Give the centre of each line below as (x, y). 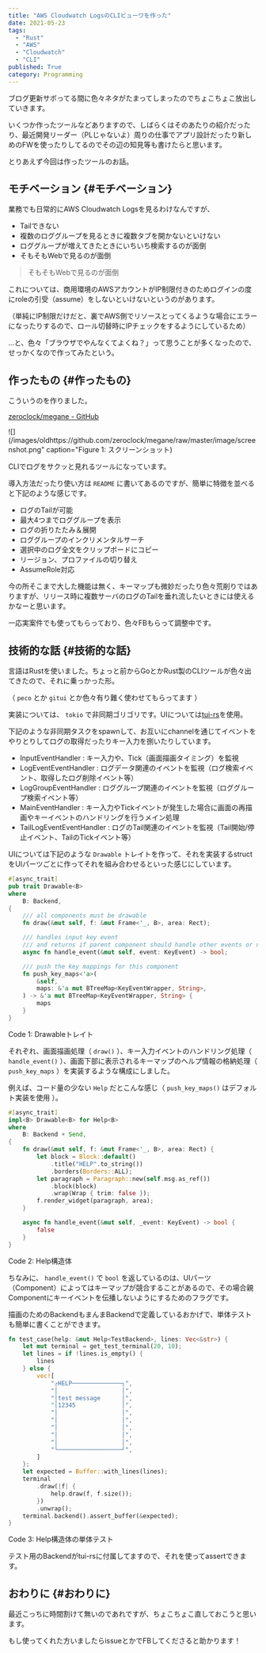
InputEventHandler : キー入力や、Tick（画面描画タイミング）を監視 (129, 758)
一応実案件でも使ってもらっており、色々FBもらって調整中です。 (112, 623)
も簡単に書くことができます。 (57, 1324)
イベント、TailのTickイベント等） (81, 837)
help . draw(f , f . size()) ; (91, 1494)
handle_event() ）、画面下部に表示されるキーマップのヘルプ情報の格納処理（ (133, 1061)
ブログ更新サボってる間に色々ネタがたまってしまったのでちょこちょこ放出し (133, 98)
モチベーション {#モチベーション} (90, 189)
